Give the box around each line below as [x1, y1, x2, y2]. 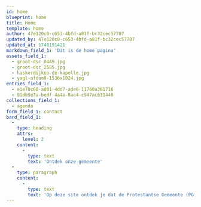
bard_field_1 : [6, 114, 42, 120]
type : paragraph [17, 169, 58, 176]
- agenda [11, 103, 33, 109]
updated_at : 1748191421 [6, 42, 66, 48]
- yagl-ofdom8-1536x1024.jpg [11, 75, 84, 81]
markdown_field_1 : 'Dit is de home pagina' [6, 48, 117, 54]
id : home [6, 8, 28, 15]
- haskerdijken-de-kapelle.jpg [11, 70, 90, 76]
